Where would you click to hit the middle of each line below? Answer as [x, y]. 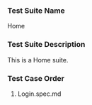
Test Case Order [36, 78]
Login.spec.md [39, 94]
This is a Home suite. [38, 60]
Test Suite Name [36, 11]
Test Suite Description [46, 45]
